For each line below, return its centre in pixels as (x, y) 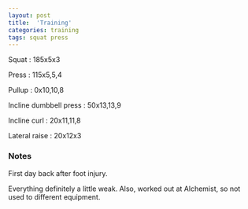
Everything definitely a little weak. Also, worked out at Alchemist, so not (124, 189)
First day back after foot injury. (58, 173)
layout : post (30, 15)
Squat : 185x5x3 (34, 60)
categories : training (44, 30)
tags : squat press (38, 37)
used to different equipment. (54, 196)
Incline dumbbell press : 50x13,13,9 (65, 105)
